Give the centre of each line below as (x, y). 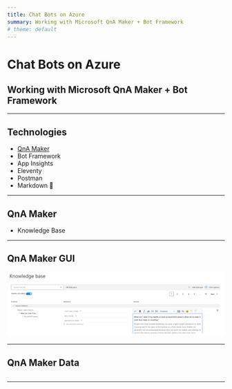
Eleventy (30, 171)
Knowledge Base (41, 230)
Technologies (37, 132)
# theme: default (32, 29)
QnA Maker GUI (41, 259)
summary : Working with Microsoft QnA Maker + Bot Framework (96, 22)
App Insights (35, 163)
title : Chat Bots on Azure (46, 15)
